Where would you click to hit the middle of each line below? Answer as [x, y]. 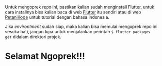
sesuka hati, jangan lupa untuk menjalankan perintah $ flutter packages [78, 32]
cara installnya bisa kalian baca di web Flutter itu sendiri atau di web [73, 12]
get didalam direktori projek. [33, 37]
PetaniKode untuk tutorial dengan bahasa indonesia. [57, 17]
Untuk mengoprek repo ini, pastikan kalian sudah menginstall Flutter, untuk [80, 7]
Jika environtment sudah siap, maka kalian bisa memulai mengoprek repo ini [81, 26]
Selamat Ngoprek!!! [45, 56]
